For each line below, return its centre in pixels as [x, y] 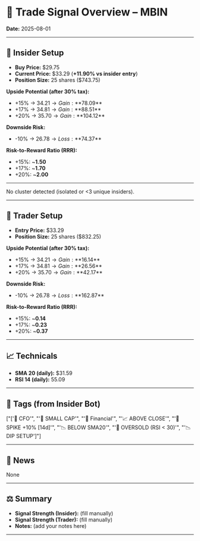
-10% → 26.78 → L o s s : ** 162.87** [60, 295]
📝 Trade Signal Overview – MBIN [87, 12]
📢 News [21, 460]
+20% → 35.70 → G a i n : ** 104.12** [60, 115]
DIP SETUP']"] [24, 436]
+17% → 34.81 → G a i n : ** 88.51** [58, 109]
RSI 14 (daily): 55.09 [40, 380]
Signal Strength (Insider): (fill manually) [64, 513]
